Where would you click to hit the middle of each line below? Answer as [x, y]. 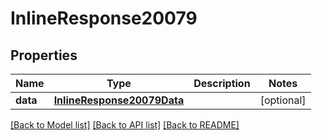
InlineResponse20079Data [119, 100]
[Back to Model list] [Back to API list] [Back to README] [125, 125]
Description [222, 83]
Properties [44, 55]
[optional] [283, 100]
